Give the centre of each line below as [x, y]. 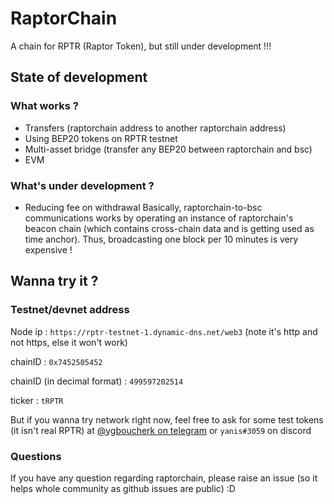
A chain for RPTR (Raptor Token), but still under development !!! [141, 46]
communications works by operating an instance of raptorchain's [159, 218]
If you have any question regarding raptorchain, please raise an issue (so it [164, 478]
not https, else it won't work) [69, 342]
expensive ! [48, 249]
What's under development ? [82, 185]
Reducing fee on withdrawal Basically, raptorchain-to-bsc [143, 207]
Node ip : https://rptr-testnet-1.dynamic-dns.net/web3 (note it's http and [164, 331]
